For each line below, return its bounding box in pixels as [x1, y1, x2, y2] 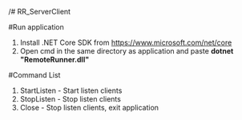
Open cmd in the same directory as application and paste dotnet [19, 46, 234, 55]
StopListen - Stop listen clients [19, 94, 122, 103]
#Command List [8, 70, 61, 79]
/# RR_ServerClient [8, 7, 71, 16]
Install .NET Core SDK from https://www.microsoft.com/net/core [19, 38, 232, 47]
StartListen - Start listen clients [19, 86, 123, 95]
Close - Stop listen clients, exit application [19, 103, 159, 112]
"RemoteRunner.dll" [19, 55, 90, 64]
